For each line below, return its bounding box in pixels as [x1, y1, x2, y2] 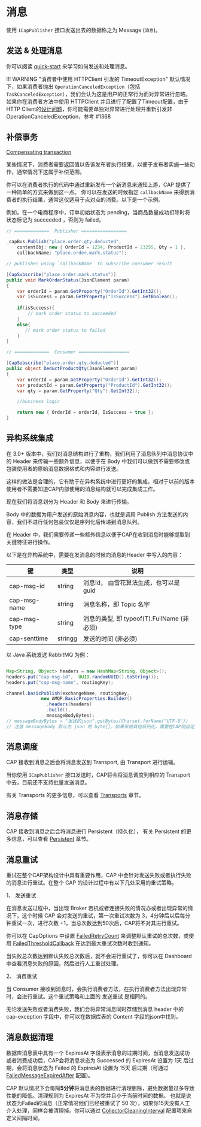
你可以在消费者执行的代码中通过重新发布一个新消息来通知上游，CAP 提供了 [6, 181, 191, 188]
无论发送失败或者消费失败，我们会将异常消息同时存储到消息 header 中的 [6, 1005, 184, 1013]
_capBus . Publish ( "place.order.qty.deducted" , [6, 239, 121, 245]
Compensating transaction [6, 148, 72, 156]
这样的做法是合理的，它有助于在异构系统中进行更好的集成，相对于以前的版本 [6, 477, 195, 485]
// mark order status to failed [25, 327, 106, 333]
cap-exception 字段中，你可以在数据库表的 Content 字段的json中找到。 [6, 1013, 181, 1020]
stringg [57, 634, 78, 643]
